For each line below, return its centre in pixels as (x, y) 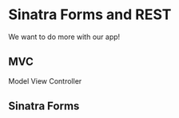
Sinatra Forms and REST (90, 15)
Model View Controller (45, 81)
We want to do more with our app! (64, 37)
